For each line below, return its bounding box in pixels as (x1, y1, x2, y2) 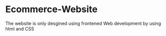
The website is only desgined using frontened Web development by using (5, 20, 161, 26)
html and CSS (5, 25, 34, 31)
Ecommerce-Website (5, 4, 98, 15)
